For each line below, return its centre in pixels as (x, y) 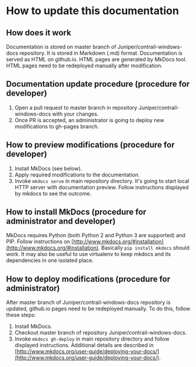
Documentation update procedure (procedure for (98, 84)
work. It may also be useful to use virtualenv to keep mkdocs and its (89, 254)
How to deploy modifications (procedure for (88, 279)
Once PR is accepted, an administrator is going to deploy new (89, 120)
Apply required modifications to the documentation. (77, 175)
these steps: (21, 315)
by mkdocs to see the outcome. (53, 194)
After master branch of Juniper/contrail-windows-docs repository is (88, 303)
